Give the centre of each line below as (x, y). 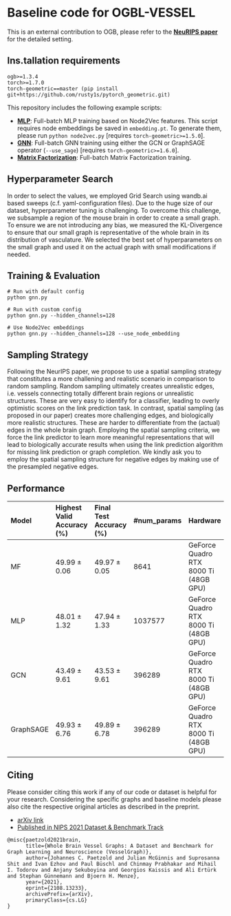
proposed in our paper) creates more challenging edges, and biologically (110, 415)
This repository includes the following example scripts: (85, 107)
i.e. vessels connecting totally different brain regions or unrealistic (101, 393)
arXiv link (30, 820)
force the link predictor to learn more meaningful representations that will (111, 437)
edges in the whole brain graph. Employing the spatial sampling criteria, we (113, 430)
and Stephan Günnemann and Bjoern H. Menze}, (73, 876)
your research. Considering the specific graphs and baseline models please (114, 799)
